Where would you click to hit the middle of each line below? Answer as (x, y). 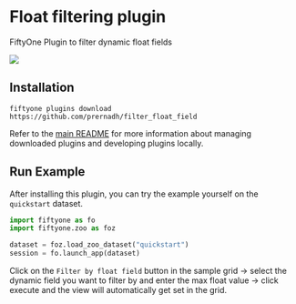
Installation (42, 88)
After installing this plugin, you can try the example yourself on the (134, 194)
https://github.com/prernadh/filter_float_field (103, 117)
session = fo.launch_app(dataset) (75, 253)
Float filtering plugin (88, 17)
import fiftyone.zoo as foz (63, 228)
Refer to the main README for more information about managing (131, 133)
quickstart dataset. (46, 203)
